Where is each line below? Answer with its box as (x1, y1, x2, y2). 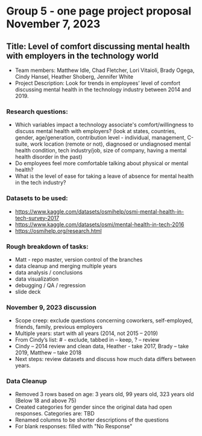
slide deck (14, 288, 41, 295)
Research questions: (6, 107, 68, 116)
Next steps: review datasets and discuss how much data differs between (14, 356, 196, 363)
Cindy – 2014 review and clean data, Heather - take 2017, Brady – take (14, 343, 189, 350)
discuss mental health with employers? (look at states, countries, (14, 128, 177, 135)
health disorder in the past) (14, 153, 83, 161)
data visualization (14, 275, 59, 282)
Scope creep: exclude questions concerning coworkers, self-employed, (14, 317, 193, 324)
